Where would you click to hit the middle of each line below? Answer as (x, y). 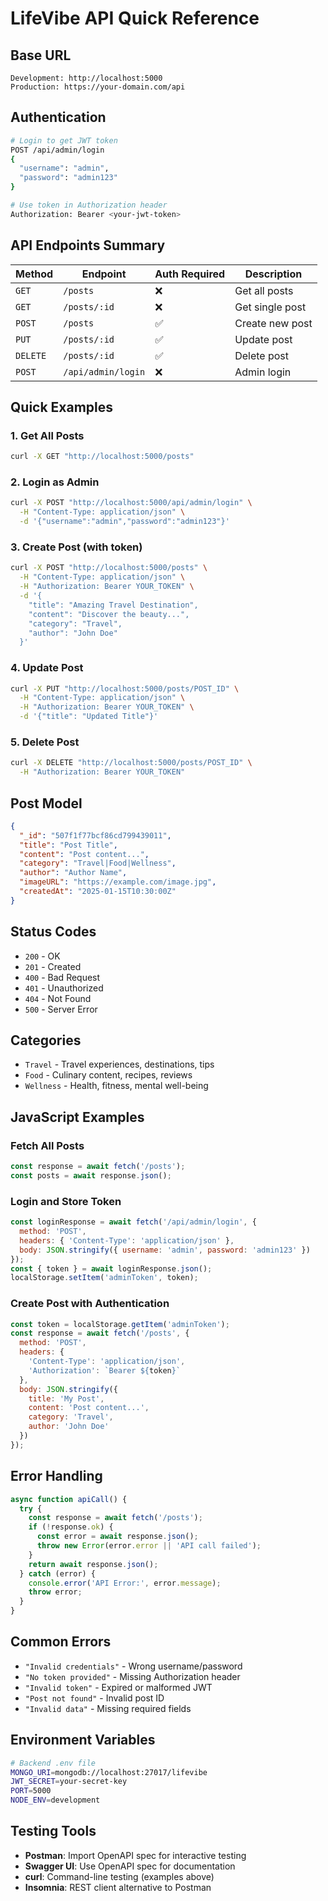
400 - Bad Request (62, 977)
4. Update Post (47, 668)
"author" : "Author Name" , (73, 873)
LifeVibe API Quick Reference (135, 18)
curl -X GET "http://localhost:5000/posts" (102, 457)
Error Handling (56, 1476)
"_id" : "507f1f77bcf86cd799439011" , (95, 835)
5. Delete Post (45, 742)
